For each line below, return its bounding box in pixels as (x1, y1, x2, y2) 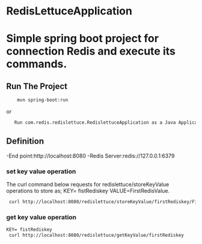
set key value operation (6, 167, 76, 175)
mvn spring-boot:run (17, 97, 69, 103)
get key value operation (6, 213, 77, 221)
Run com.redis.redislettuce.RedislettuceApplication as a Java (14, 120, 176, 126)
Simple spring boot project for (6, 32, 159, 46)
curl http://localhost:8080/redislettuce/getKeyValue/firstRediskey (8, 233, 185, 239)
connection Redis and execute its (6, 44, 176, 58)
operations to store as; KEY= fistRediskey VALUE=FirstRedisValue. (6, 188, 170, 195)
